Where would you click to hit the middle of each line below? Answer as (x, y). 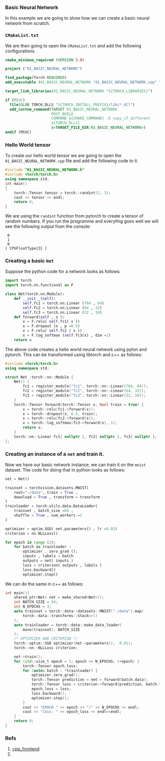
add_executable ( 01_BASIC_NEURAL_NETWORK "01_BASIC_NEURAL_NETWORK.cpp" (81, 82)
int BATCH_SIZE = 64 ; (36, 602)
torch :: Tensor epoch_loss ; (50, 666)
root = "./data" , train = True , (46, 492)
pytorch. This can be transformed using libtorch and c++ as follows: (74, 355)
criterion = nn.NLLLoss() (31, 533)
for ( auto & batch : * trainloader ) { (60, 670)
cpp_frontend (26, 749)
